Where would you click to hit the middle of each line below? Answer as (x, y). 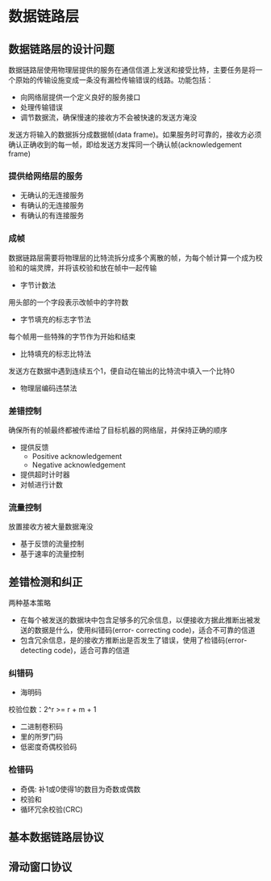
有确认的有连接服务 (52, 216)
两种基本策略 (29, 603)
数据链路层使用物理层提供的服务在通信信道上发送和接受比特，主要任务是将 (132, 70)
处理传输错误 (41, 107)
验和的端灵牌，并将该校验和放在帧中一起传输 (83, 268)
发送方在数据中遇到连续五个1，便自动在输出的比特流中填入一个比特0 (122, 371)
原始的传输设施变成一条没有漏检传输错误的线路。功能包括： (114, 80)
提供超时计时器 (45, 474)
